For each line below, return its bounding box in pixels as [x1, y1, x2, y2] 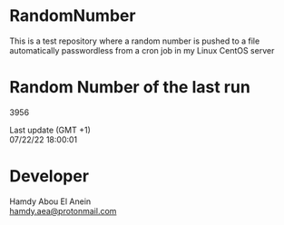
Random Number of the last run [9, 77, 251, 98]
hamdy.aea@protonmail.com [9, 205, 117, 216]
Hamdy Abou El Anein [9, 196, 92, 207]
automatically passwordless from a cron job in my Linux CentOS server [9, 44, 275, 55]
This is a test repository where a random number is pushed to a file [9, 35, 260, 46]
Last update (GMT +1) [9, 124, 91, 135]
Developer [9, 166, 89, 187]
